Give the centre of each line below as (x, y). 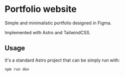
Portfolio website (41, 9)
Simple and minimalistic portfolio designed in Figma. (58, 23)
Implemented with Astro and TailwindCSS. (48, 32)
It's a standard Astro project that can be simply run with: (62, 60)
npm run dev (17, 69)
